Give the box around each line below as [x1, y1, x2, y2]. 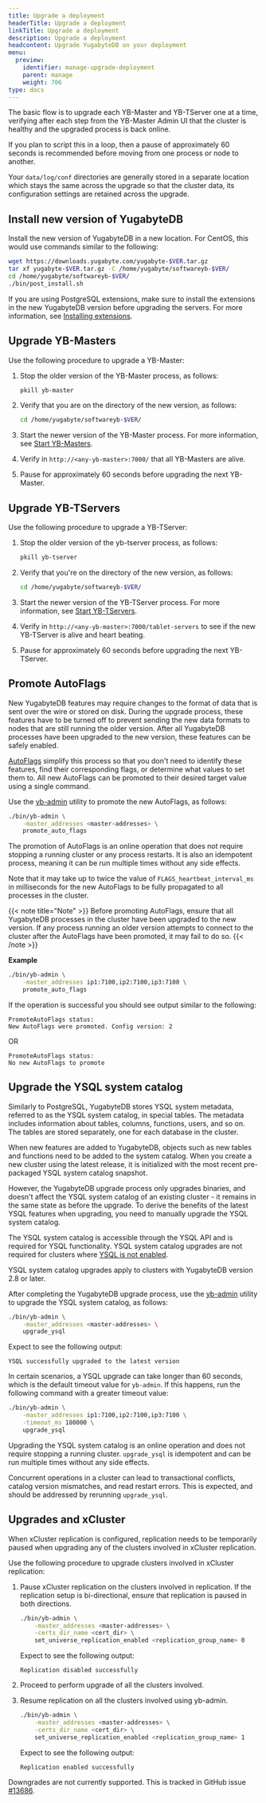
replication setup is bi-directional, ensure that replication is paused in [19, 1590, 247, 1600]
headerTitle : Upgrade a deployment [8, 19, 127, 27]
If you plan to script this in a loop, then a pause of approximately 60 [8, 140, 230, 150]
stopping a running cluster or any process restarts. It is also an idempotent [8, 850, 253, 859]
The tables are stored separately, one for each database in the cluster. [8, 1127, 239, 1137]
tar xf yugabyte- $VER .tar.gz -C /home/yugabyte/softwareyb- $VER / [8, 265, 229, 273]
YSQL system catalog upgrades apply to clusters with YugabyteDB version [8, 1265, 253, 1275]
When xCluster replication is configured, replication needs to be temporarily [8, 1534, 257, 1543]
